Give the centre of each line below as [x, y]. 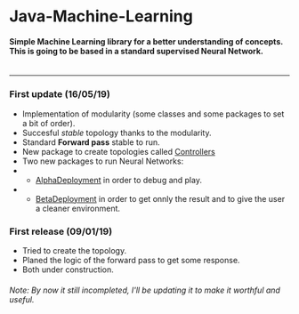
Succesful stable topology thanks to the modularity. [117, 133]
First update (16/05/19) [60, 94]
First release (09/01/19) [61, 231]
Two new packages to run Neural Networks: [103, 161]
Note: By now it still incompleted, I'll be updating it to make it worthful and [145, 290]
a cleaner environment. [78, 208]
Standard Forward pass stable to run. [91, 142]
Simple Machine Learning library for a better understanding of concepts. [146, 41]
